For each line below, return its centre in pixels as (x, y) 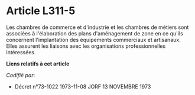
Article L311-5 (41, 11)
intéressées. (21, 52)
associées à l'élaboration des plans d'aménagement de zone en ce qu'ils (95, 33)
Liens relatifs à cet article (38, 64)
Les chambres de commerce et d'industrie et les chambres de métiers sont (97, 27)
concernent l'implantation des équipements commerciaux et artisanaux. (94, 40)
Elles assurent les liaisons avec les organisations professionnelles (86, 46)
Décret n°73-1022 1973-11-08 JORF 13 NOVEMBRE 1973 (83, 86)
